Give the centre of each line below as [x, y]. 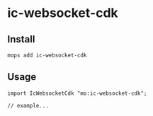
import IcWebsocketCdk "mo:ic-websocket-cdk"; [77, 93]
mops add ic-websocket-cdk [47, 55]
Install [21, 39]
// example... [28, 105]
